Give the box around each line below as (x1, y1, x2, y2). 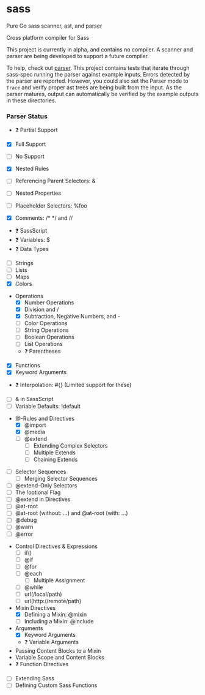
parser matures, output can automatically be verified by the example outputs (6, 90, 199, 97)
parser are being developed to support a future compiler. (6, 52, 149, 59)
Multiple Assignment (33, 576, 85, 584)
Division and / (24, 306, 59, 313)
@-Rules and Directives (15, 415, 75, 422)
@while (24, 584, 43, 591)
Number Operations (24, 299, 74, 306)
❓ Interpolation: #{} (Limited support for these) (15, 381, 132, 389)
